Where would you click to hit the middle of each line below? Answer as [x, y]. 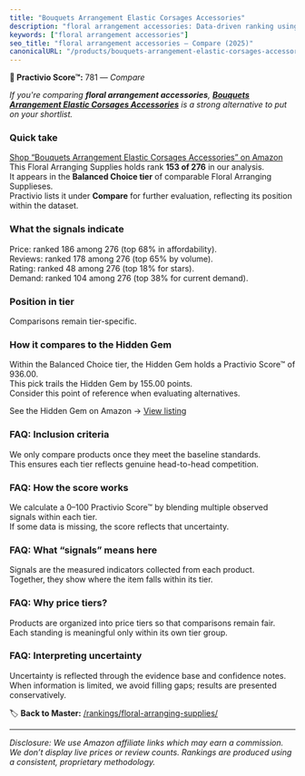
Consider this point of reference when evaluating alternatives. [125, 393]
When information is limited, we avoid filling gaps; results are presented [143, 685]
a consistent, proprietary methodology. [83, 761]
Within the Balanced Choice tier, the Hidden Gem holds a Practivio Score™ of [152, 365]
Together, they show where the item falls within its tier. [111, 580]
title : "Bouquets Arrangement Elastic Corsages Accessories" [128, 18]
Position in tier [42, 301]
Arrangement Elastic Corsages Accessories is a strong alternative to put [148, 104]
